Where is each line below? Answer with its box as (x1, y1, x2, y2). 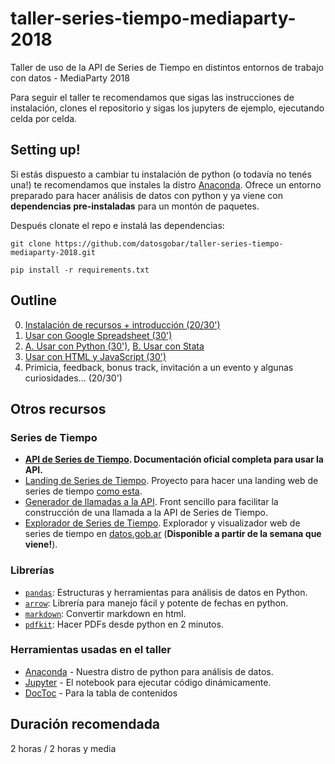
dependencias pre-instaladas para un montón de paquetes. (10, 200, 260, 212)
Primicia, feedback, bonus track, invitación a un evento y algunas (24, 361, 294, 373)
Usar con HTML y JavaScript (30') (24, 350, 167, 362)
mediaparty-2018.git (10, 247, 97, 257)
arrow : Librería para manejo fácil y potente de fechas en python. (24, 597, 289, 609)
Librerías (10, 563, 55, 577)
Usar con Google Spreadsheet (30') (24, 329, 173, 341)
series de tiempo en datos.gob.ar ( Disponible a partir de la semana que (24, 528, 322, 540)
